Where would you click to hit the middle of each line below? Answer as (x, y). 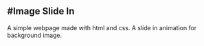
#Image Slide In (41, 11)
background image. (35, 35)
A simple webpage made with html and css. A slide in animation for (102, 27)
